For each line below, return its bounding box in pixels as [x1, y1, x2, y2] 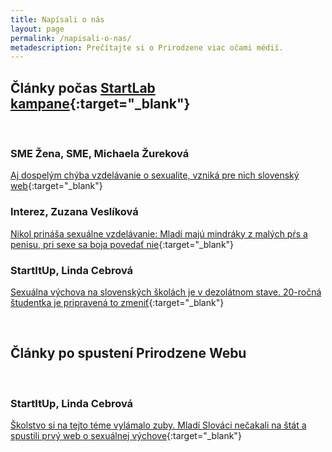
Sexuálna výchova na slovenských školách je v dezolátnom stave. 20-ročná [10, 286, 322, 298]
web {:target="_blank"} [10, 180, 103, 192]
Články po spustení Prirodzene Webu [10, 345, 247, 362]
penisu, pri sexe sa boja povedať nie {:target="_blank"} [10, 238, 235, 250]
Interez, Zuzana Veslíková [10, 205, 139, 219]
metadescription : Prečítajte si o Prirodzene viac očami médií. [10, 42, 284, 53]
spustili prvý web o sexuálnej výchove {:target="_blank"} [10, 430, 242, 442]
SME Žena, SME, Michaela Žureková [10, 146, 190, 160]
